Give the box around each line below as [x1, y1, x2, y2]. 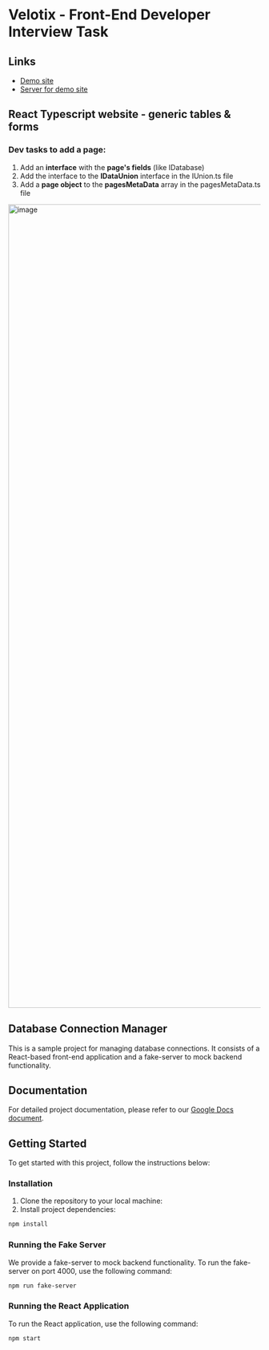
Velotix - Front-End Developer [8, 6, 211, 24]
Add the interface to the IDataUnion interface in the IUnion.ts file [19, 171, 234, 181]
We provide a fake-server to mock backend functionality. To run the [8, 1258, 232, 1267]
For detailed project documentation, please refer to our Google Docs [8, 1105, 234, 1115]
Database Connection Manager [8, 1022, 168, 1036]
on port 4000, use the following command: [31, 1266, 172, 1275]
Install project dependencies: [19, 1205, 116, 1214]
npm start [8, 1334, 42, 1342]
